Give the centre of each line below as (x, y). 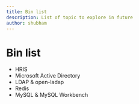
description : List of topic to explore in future (70, 17)
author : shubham (26, 23)
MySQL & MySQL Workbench (51, 95)
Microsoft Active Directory (48, 76)
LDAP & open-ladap (39, 82)
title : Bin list (26, 12)
